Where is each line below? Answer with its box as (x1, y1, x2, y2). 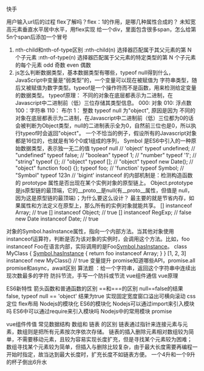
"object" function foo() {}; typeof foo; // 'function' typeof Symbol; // (15, 164, 184, 172)
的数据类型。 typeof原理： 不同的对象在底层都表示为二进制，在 (15, 92, 173, 99)
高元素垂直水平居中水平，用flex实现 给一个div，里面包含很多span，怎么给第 (6, 26, 197, 33)
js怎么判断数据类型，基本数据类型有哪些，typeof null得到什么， (15, 69, 174, 76)
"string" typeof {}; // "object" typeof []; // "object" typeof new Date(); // (15, 158, 194, 165)
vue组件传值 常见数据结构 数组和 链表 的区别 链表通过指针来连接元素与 (6, 321, 183, 327)
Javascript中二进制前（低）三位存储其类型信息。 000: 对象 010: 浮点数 (15, 99, 192, 106)
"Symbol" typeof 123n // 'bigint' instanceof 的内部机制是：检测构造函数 (15, 172, 193, 179)
